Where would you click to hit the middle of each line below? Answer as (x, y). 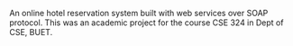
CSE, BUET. (31, 32)
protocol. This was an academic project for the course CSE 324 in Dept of (146, 23)
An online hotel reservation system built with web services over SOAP (139, 13)
